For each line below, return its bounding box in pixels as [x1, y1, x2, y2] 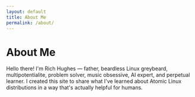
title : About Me [6, 14, 46, 20]
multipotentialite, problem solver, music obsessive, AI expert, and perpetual [6, 71, 190, 79]
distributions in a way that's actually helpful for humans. [6, 84, 143, 91]
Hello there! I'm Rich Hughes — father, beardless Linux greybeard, [6, 65, 168, 72]
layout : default [6, 8, 46, 15]
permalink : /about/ [6, 20, 55, 26]
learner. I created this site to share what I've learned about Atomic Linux [6, 78, 182, 85]
